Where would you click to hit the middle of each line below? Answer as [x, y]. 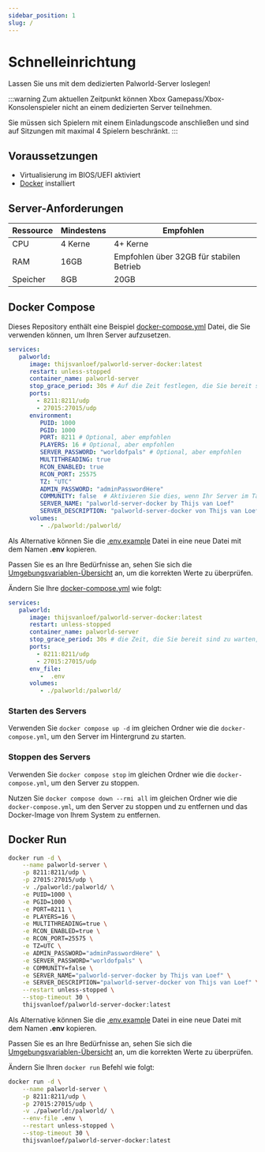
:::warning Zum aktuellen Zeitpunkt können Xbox [87, 99]
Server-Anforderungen [66, 208]
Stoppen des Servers [49, 757]
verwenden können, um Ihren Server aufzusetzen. [90, 335]
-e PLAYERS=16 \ [49, 917]
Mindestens [83, 231]
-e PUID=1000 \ [47, 894]
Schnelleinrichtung [72, 62]
